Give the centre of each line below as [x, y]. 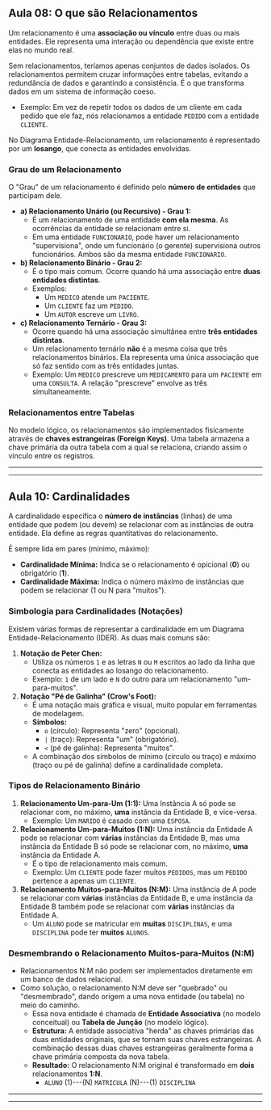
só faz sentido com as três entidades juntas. [106, 366]
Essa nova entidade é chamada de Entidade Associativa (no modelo [146, 1014]
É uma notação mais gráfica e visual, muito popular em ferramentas [144, 705]
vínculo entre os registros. [52, 456]
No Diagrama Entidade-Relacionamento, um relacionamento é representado [134, 140]
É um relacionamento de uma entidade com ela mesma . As [130, 220]
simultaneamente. [62, 392]
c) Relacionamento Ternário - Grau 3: [83, 323]
